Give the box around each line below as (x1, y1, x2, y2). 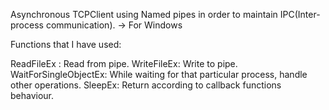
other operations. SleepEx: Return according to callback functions (10, 79, 282, 91)
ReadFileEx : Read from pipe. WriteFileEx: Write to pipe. (10, 58, 238, 69)
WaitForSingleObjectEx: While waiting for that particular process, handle (10, 69, 308, 80)
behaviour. (10, 90, 55, 101)
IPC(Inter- (279, 9, 321, 20)
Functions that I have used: (10, 39, 122, 50)
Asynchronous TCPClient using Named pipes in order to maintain (10, 9, 278, 20)
